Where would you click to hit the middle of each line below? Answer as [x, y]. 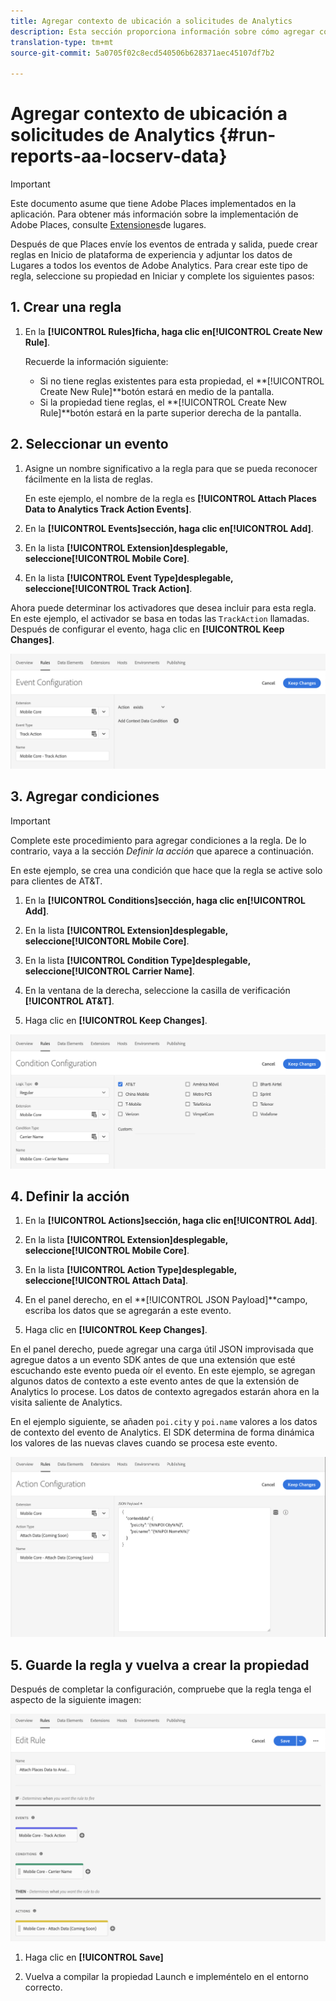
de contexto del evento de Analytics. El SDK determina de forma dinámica [162, 1432]
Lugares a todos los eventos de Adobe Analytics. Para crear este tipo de [159, 266]
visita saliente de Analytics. [66, 1402]
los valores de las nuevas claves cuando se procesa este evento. [144, 1443]
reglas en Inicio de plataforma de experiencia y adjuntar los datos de [151, 255]
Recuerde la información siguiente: [96, 361]
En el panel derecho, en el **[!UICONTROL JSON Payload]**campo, [166, 1300]
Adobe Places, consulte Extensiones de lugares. [108, 225]
